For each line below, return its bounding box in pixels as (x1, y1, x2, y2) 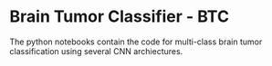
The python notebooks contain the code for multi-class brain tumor (9, 36, 263, 47)
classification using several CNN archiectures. (9, 45, 183, 56)
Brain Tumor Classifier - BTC (9, 6, 230, 27)
